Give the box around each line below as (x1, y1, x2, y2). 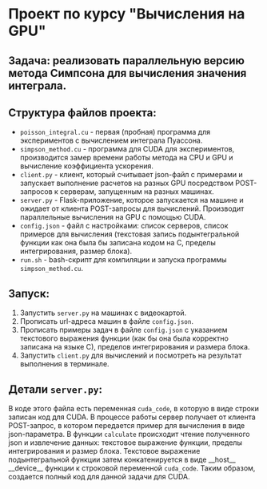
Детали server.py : (8, 382, 102, 396)
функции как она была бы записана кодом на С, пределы (19, 238, 216, 248)
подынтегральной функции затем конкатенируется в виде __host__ (8, 455, 236, 465)
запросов (19, 187, 54, 196)
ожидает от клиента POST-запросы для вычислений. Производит (19, 204, 245, 213)
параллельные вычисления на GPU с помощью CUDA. (19, 212, 206, 222)
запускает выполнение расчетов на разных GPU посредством (19, 178, 234, 188)
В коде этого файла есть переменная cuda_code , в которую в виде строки (8, 404, 260, 414)
